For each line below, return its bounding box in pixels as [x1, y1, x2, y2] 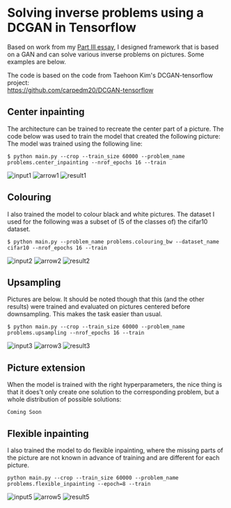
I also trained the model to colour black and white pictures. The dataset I [7, 210, 215, 218]
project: [7, 78, 30, 86]
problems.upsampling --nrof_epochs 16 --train [7, 330, 145, 337]
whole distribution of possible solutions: [7, 395, 122, 403]
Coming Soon [7, 409, 42, 416]
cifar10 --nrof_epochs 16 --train [7, 244, 108, 252]
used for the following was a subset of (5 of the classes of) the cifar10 [7, 217, 208, 226]
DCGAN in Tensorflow [7, 20, 137, 36]
